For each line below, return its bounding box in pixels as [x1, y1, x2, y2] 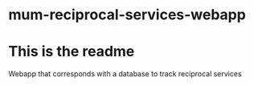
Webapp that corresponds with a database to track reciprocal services [8, 69, 243, 79]
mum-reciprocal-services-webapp [8, 6, 247, 24]
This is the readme [8, 43, 135, 61]
